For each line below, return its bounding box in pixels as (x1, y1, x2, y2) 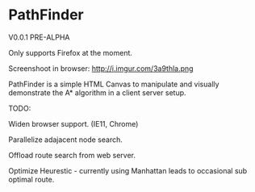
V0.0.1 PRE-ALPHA (8, 32, 70, 42)
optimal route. (8, 174, 55, 184)
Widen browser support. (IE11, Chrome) (8, 119, 139, 128)
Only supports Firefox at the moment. (8, 48, 133, 57)
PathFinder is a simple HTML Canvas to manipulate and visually (8, 79, 219, 89)
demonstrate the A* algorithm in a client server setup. (8, 87, 187, 98)
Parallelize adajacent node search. (8, 135, 123, 144)
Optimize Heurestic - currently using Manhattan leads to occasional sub (8, 165, 248, 175)
